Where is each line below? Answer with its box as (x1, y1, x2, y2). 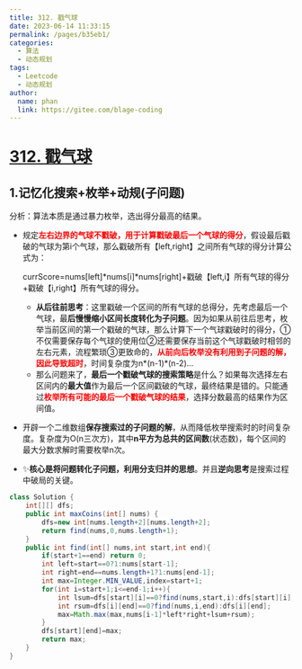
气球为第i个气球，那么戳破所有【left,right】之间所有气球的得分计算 (38, 241, 285, 252)
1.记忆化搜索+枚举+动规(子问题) (9, 185, 186, 201)
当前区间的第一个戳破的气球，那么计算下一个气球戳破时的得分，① (43, 325, 292, 335)
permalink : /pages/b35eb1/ (9, 30, 111, 39)
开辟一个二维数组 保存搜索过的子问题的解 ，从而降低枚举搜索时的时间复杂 (22, 422, 290, 433)
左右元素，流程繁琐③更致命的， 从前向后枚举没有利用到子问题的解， (35, 347, 292, 358)
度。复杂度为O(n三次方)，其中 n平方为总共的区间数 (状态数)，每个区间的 (22, 433, 286, 444)
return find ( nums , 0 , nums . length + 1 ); (41, 526, 179, 535)
